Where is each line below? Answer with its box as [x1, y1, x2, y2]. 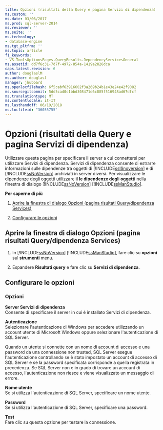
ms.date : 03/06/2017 [5, 16, 47, 21]
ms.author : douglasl [5, 75, 47, 80]
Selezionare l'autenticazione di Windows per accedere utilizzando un [5, 324, 144, 330]
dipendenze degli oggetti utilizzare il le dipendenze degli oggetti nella [5, 176, 146, 182]
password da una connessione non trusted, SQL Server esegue [5, 349, 133, 355]
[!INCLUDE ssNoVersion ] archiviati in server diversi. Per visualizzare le [5, 170, 145, 176]
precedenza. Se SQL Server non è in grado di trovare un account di [5, 365, 141, 371]
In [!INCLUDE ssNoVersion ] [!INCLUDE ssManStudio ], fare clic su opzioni [12, 249, 157, 255]
